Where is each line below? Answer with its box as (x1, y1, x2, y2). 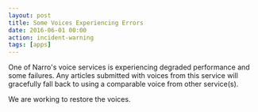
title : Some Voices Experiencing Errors (8, 19, 144, 27)
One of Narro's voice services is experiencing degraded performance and (8, 62, 250, 72)
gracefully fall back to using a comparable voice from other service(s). (8, 80, 239, 89)
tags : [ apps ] (8, 41, 52, 49)
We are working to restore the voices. (8, 95, 131, 104)
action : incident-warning (8, 33, 94, 42)
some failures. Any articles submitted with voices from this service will (8, 71, 238, 80)
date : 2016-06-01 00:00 (8, 26, 87, 34)
